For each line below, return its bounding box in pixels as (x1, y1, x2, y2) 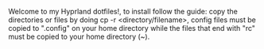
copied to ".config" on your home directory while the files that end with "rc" (8, 24, 256, 32)
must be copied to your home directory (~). (8, 32, 150, 41)
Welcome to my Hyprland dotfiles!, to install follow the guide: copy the (8, 7, 239, 16)
